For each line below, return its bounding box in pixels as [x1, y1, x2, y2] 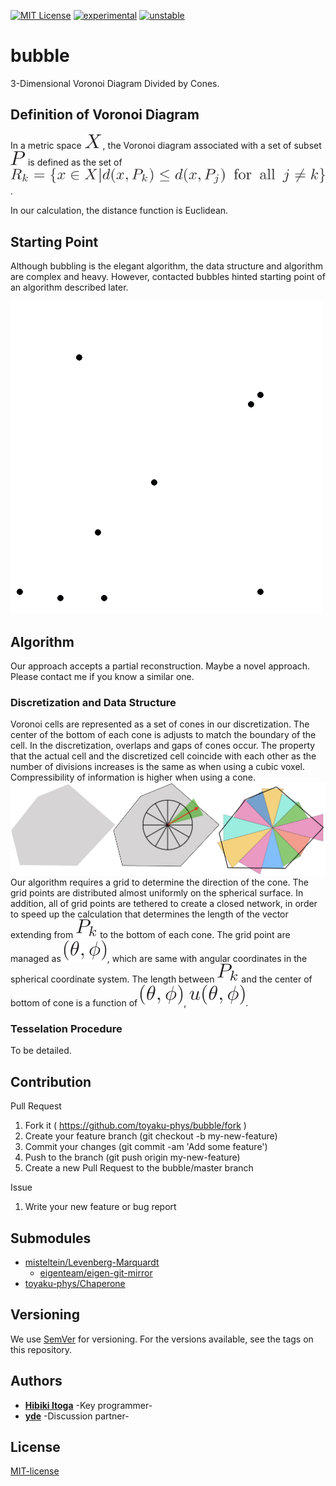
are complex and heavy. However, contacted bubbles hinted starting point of [10, 271, 326, 283]
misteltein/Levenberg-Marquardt [24, 1256, 160, 1268]
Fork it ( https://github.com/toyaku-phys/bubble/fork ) [24, 1120, 247, 1132]
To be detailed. [10, 1045, 72, 1057]
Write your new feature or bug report [24, 1201, 177, 1213]
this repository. [10, 1343, 73, 1355]
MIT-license [10, 1465, 60, 1477]
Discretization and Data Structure [10, 695, 177, 709]
